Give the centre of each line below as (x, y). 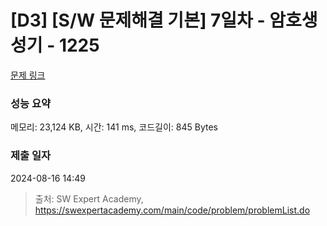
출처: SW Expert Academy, (89, 198)
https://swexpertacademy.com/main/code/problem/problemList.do (172, 210)
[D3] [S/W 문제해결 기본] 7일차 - (138, 20)
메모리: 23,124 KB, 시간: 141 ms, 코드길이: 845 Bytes (114, 127)
